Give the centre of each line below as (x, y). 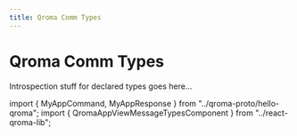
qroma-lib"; (30, 122)
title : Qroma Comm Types (55, 17)
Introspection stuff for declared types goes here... (101, 86)
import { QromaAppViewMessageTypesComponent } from (147, 113)
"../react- (272, 113)
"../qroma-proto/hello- (239, 103)
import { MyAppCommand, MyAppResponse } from (103, 103)
